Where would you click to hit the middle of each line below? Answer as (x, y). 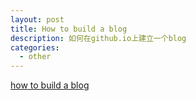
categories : (35, 47)
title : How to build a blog (69, 29)
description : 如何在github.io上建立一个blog (98, 38)
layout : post (37, 19)
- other (35, 57)
